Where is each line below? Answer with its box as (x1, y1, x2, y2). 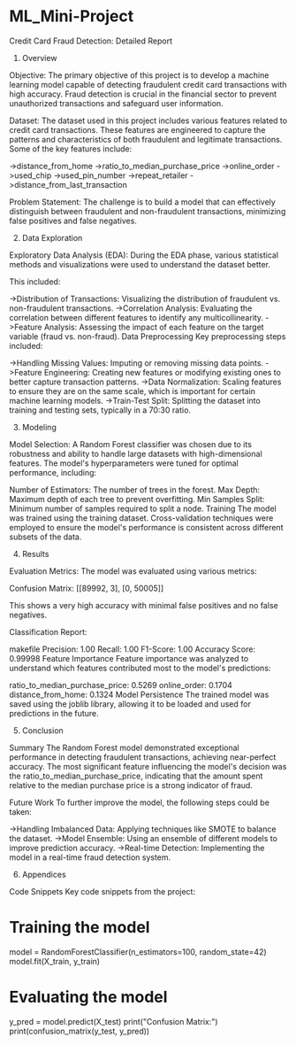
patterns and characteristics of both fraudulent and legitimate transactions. (9, 134, 283, 144)
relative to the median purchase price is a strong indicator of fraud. (9, 779, 254, 790)
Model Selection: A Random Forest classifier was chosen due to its (9, 438, 252, 449)
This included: (9, 276, 61, 287)
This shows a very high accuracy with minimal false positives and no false (9, 600, 278, 610)
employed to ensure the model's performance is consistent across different (9, 522, 284, 532)
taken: (9, 806, 33, 817)
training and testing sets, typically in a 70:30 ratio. (9, 405, 192, 415)
